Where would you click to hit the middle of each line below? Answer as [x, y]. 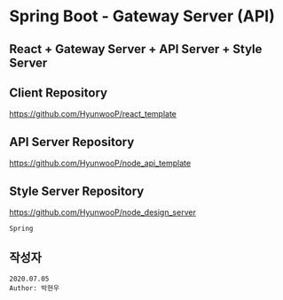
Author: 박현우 [35, 288]
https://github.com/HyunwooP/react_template [93, 114]
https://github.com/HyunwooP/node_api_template [100, 163]
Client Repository [59, 92]
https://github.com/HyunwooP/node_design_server [103, 212]
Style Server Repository [77, 191]
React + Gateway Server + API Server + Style [136, 49]
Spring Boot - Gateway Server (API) [142, 16]
